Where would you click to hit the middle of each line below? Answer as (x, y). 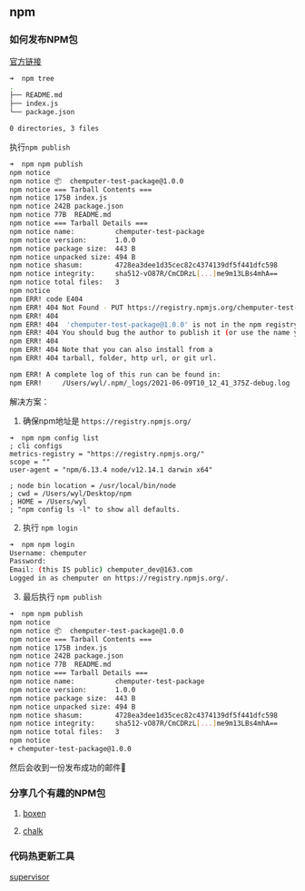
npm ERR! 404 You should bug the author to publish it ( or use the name (150, 333)
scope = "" (30, 462)
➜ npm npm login (42, 544)
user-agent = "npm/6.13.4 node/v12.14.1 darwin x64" (111, 470)
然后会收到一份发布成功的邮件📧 (68, 767)
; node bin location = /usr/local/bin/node (93, 485)
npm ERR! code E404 (46, 299)
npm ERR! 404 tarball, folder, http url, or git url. (113, 358)
